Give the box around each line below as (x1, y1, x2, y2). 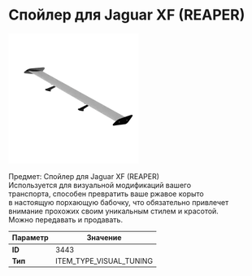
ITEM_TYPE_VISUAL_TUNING (55, 256, 153, 265)
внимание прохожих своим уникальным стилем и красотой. (8, 206, 219, 216)
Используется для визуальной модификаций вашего (8, 180, 192, 190)
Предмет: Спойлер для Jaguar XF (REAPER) (8, 171, 160, 181)
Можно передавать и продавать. (8, 214, 124, 225)
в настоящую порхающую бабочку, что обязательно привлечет (8, 197, 229, 207)
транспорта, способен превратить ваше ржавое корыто (8, 189, 205, 199)
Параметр (11, 233, 49, 243)
